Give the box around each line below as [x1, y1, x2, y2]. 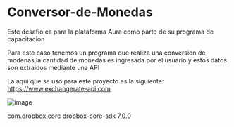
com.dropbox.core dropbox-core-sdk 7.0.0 [7, 112, 132, 120]
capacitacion [7, 34, 45, 43]
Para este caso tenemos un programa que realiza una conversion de [7, 48, 206, 57]
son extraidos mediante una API [7, 63, 100, 72]
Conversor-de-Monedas [7, 4, 153, 20]
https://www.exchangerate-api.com [7, 84, 111, 93]
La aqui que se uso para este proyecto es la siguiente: [7, 76, 164, 85]
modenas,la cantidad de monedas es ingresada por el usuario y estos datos [7, 55, 228, 64]
